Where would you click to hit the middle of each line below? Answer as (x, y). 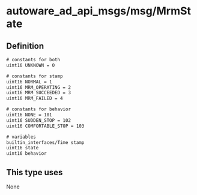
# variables (21, 137)
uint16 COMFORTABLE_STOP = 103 (45, 126)
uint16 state (23, 148)
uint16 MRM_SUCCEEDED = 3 (38, 93)
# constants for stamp (35, 76)
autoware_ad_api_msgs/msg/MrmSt (98, 11)
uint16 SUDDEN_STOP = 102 (38, 120)
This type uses (35, 172)
